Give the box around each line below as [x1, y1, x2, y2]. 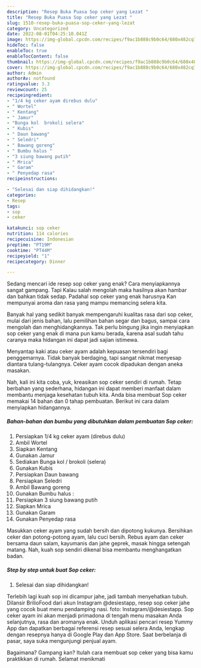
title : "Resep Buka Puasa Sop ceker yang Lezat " [7, 14, 133, 20]
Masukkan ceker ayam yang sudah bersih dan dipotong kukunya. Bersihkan [7, 527, 193, 535]
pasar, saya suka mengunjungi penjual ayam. [7, 637, 117, 645]
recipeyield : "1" [7, 253, 50, 259]
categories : [7, 192, 36, 198]
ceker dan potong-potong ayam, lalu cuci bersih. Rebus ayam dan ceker [7, 533, 184, 541]
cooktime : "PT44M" [7, 247, 52, 253]
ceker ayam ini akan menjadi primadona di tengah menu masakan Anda [7, 612, 183, 620]
